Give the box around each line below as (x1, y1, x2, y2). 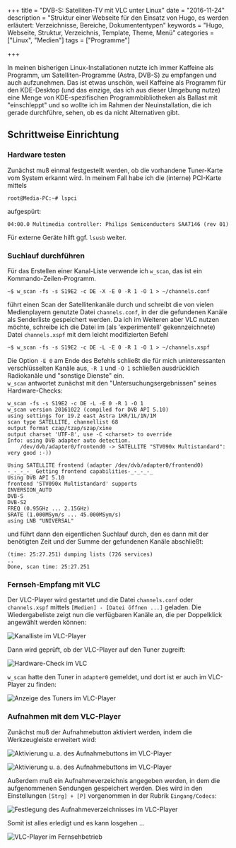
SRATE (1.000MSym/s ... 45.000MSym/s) (7, 511, 122, 518)
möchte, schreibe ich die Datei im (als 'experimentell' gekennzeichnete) (7, 323, 216, 331)
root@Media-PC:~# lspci (7, 194, 78, 202)
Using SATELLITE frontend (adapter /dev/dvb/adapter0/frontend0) (7, 462, 203, 469)
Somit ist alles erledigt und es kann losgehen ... (7, 818, 145, 827)
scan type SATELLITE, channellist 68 (7, 418, 119, 426)
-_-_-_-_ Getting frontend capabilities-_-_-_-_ (7, 467, 153, 475)
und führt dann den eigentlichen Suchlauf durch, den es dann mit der (7, 530, 209, 538)
